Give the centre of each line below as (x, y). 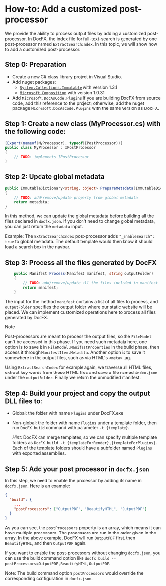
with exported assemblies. (39, 453)
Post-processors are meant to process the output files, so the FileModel (78, 337)
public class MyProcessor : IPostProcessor (51, 148)
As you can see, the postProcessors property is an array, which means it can (83, 528)
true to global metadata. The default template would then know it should (79, 242)
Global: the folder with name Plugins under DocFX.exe (68, 413)
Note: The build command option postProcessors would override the (74, 573)
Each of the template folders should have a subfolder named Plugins (82, 448)
